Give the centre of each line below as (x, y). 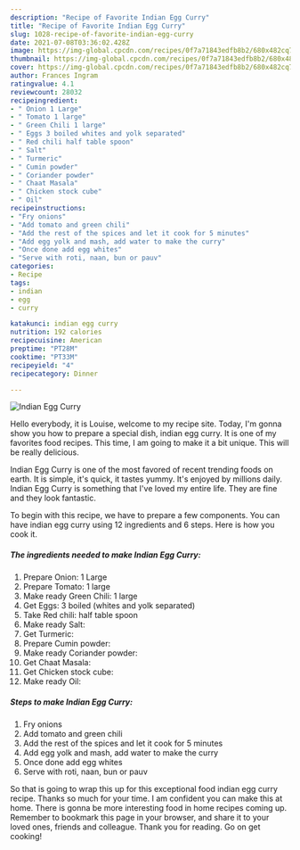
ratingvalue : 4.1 (42, 84)
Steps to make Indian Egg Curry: (71, 702)
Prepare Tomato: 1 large (66, 587)
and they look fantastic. (53, 498)
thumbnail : (30, 59)
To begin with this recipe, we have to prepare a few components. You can (145, 516)
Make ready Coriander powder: (80, 653)
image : (22, 51)
